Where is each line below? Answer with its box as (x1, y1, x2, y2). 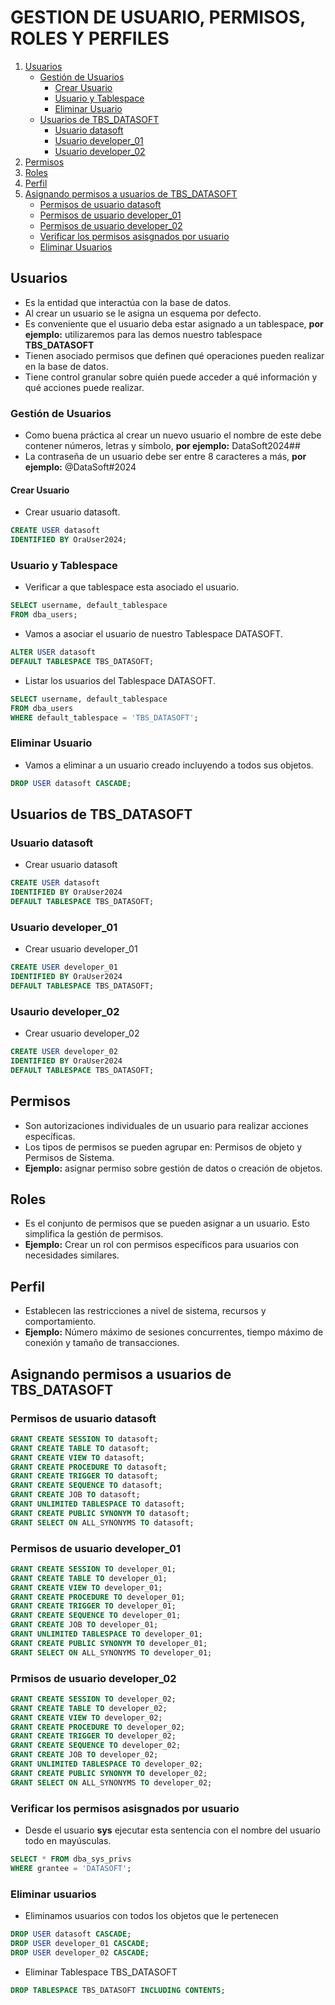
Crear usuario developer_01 (24, 943, 138, 955)
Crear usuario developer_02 (24, 1027, 140, 1040)
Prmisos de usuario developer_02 (10, 1671, 177, 1685)
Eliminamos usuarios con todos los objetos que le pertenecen (24, 1910, 279, 1922)
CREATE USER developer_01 (10, 962, 118, 973)
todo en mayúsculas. (24, 1835, 112, 1847)
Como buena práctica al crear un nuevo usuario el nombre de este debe (24, 429, 322, 441)
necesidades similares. (24, 1249, 120, 1261)
